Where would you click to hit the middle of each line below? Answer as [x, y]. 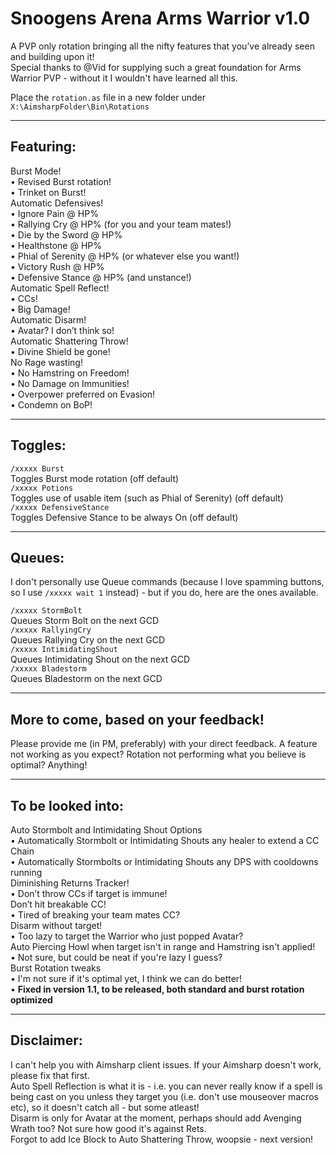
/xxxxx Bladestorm [48, 669]
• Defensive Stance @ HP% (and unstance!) [101, 277]
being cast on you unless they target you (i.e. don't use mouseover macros [164, 1096]
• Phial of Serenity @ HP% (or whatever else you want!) [125, 256]
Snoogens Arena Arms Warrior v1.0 [160, 18]
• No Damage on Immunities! [70, 383]
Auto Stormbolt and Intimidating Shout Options [106, 830]
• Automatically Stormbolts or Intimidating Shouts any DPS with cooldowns [164, 861]
